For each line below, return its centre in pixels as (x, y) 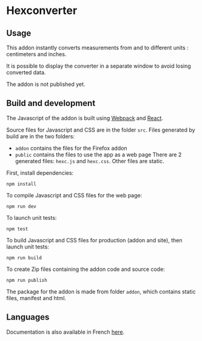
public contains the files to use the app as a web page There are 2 (98, 154)
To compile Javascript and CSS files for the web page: (74, 195)
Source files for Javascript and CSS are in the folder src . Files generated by (101, 130)
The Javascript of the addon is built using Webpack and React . (85, 118)
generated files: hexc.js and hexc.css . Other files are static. (89, 161)
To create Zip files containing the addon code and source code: (86, 269)
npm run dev (21, 206)
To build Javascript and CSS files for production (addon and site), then (94, 240)
